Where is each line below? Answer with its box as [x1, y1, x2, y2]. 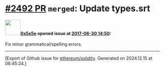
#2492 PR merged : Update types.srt [5, 3, 151, 14]
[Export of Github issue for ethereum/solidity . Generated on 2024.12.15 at [5, 55, 153, 61]
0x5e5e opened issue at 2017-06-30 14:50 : [20, 30, 111, 36]
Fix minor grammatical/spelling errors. [5, 41, 82, 47]
